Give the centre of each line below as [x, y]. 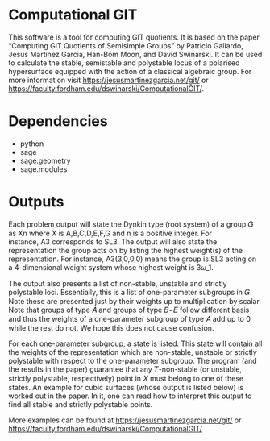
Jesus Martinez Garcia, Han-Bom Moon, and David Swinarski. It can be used [135, 54]
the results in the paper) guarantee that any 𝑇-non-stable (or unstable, [125, 369]
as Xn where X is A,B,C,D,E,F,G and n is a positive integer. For [110, 233]
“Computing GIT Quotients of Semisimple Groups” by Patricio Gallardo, [126, 45]
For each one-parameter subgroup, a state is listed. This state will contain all [135, 343]
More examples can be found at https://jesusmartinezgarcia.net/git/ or [125, 420]
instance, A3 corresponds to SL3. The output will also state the [113, 241]
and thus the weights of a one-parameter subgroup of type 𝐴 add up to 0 [130, 318]
